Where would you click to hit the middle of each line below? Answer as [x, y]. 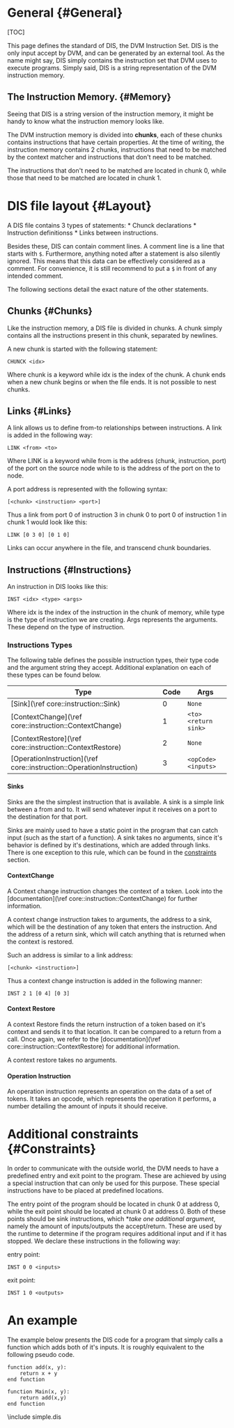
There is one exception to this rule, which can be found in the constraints [112, 852]
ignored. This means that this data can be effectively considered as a [106, 261]
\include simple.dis [34, 1417]
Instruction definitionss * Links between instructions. [83, 233]
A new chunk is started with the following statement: [83, 349]
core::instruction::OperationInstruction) [74, 767]
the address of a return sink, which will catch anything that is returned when [116, 934]
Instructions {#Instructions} [70, 570]
